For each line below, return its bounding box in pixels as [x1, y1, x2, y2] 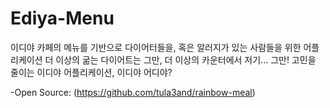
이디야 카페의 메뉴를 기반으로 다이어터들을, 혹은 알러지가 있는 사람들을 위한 [10, 41, 302, 53]
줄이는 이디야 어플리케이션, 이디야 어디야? [10, 66, 173, 78]
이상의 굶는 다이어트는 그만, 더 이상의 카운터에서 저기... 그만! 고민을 [55, 53, 317, 66]
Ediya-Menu [10, 7, 115, 30]
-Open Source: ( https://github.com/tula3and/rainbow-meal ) [10, 86, 256, 98]
